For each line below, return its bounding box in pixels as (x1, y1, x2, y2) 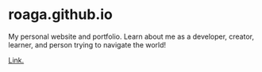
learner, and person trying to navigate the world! (8, 40, 167, 49)
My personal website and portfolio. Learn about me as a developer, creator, (8, 32, 254, 41)
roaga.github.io (8, 6, 113, 24)
